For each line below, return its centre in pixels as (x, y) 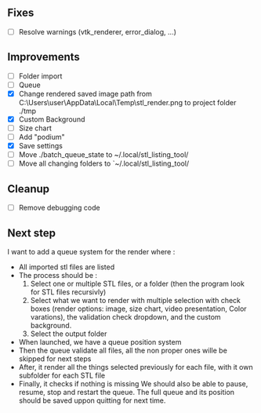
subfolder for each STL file (62, 375)
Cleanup (29, 189)
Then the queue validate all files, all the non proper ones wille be (123, 350)
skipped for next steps (55, 358)
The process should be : (58, 275)
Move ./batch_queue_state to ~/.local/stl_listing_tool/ (103, 155)
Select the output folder (69, 334)
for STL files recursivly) (68, 292)
